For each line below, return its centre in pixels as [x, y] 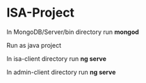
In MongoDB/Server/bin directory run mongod [73, 32]
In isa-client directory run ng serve [57, 58]
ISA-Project [40, 13]
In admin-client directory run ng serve [61, 72]
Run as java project [34, 45]
